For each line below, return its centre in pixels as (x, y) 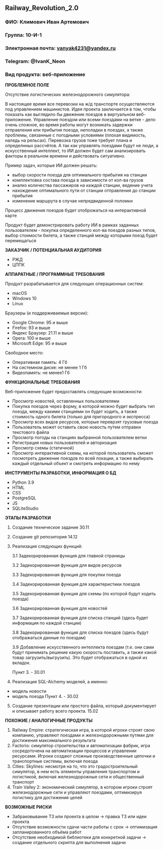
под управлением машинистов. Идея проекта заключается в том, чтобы (81, 109)
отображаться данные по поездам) (49, 638)
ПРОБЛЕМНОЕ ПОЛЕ (27, 85)
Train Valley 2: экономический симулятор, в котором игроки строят (82, 787)
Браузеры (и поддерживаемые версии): (47, 313)
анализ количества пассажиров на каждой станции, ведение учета (82, 185)
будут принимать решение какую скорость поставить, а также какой (84, 652)
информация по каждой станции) (47, 623)
